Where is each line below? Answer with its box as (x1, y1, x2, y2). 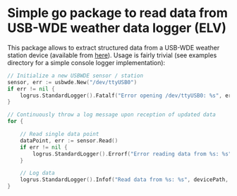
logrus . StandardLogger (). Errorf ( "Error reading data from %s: (32, 150, 219, 157)
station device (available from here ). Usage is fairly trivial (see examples (7, 51, 217, 59)
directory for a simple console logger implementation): (7, 58, 166, 67)
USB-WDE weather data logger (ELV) (7, 20, 227, 36)
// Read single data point (20, 131, 99, 138)
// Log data (20, 170, 55, 177)
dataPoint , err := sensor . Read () (20, 137, 119, 144)
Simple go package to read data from (7, 5, 228, 21)
